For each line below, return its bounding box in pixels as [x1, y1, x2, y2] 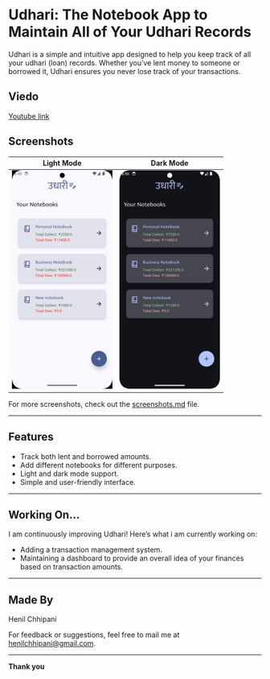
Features [8, 430, 54, 444]
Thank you [8, 662, 45, 672]
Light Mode [43, 159, 82, 168]
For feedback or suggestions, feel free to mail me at [8, 630, 180, 640]
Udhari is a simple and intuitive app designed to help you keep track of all [8, 49, 252, 59]
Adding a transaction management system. [19, 545, 163, 555]
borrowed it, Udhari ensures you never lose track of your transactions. [8, 66, 241, 76]
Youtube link [8, 111, 50, 121]
